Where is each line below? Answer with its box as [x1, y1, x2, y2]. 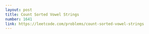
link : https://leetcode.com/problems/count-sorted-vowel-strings [5, 21, 144, 26]
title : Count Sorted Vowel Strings [5, 12, 79, 17]
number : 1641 [5, 16, 32, 21]
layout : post [5, 7, 32, 12]
